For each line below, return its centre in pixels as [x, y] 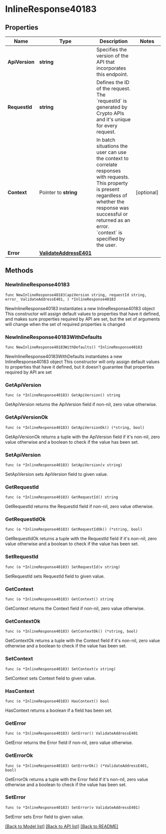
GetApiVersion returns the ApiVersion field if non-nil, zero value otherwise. [81, 405]
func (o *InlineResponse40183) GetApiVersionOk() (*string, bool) [75, 427]
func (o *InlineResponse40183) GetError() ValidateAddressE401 [72, 734]
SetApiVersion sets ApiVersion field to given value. [57, 474]
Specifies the [111, 49]
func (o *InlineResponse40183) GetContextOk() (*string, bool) [72, 632]
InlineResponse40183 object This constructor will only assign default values [82, 362]
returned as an [113, 220]
